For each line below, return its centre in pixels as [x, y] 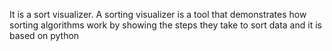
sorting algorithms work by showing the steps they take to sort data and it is [165, 25]
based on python [44, 35]
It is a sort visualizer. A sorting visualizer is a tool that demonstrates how [158, 14]
